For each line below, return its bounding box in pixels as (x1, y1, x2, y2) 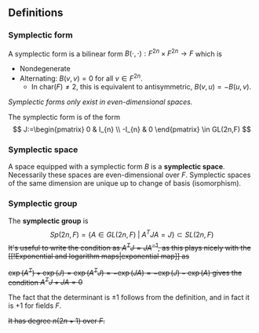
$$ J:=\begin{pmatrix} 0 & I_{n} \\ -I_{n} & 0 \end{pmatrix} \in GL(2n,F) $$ (13, 125, 251, 134)
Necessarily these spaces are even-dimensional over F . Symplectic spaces (8, 170, 251, 179)
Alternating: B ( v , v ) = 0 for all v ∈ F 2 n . (19, 72, 143, 83)
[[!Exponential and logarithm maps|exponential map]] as (8, 251, 190, 261)
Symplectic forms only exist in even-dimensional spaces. (8, 97, 193, 107)
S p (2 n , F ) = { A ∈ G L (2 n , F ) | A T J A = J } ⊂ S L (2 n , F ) (49, 228, 214, 239)
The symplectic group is (8, 215, 89, 226)
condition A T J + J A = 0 (8, 276, 83, 287)
